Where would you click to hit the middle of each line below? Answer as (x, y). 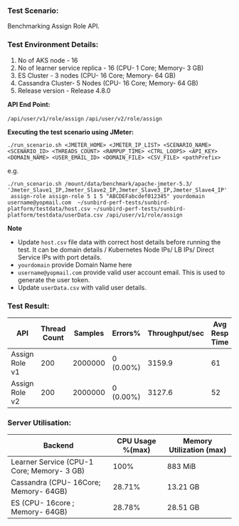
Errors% (126, 333)
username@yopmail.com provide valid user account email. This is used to (121, 272)
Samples (89, 333)
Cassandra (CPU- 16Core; (56, 483)
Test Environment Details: (53, 45)
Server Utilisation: (39, 423)
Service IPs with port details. (59, 257)
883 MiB (181, 467)
